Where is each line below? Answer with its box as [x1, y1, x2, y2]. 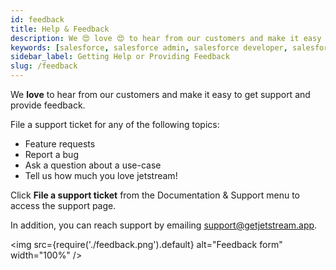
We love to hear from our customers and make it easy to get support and [10, 89, 311, 100]
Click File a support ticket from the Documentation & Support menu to [10, 189, 300, 201]
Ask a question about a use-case [24, 159, 162, 171]
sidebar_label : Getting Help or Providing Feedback [10, 52, 230, 62]
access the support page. [10, 200, 117, 211]
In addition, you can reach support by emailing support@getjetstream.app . [10, 219, 318, 231]
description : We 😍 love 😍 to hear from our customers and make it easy [10, 33, 322, 43]
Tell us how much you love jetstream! [24, 170, 178, 181]
